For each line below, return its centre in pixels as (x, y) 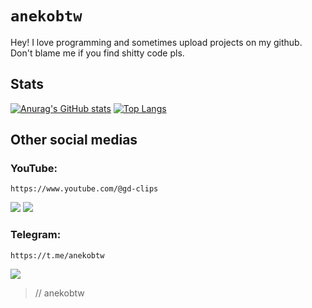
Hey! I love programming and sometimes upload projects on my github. (156, 42)
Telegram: (36, 235)
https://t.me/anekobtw (57, 255)
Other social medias (74, 140)
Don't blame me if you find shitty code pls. (97, 53)
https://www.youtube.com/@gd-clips (84, 189)
